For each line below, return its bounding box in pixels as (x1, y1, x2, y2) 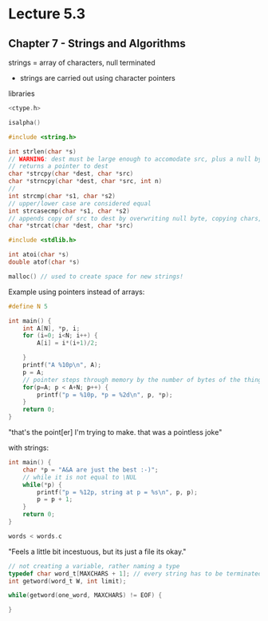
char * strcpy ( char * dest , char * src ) (8, 169, 134, 178)
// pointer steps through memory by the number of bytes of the (22, 376, 241, 384)
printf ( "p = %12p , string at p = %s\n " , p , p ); (37, 488, 198, 496)
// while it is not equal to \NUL (22, 473, 137, 481)
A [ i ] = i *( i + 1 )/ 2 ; (37, 339, 98, 348)
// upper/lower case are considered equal (8, 199, 152, 208)
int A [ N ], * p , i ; (22, 324, 81, 332)
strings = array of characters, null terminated (8, 58, 156, 67)
